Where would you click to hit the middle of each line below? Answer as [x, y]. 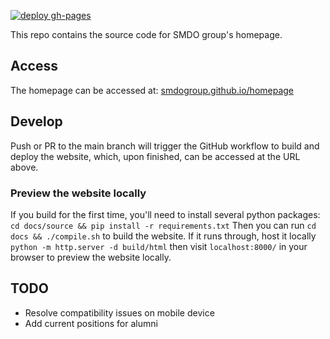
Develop [36, 121]
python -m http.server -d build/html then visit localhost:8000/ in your [159, 246]
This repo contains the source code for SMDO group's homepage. [146, 34]
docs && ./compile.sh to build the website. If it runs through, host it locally [163, 236]
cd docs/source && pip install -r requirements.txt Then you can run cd [163, 225]
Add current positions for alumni [91, 323]
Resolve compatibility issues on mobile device [119, 312]
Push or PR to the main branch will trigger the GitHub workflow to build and [165, 146]
